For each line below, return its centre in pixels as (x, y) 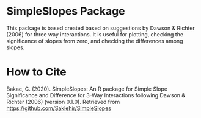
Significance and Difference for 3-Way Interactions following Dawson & (96, 95)
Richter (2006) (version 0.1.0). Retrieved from (63, 102)
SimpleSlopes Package (66, 11)
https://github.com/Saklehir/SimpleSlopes (59, 108)
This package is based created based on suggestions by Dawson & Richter (101, 28)
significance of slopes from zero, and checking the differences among (95, 41)
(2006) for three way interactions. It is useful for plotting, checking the (95, 34)
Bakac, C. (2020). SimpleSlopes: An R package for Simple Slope (87, 89)
